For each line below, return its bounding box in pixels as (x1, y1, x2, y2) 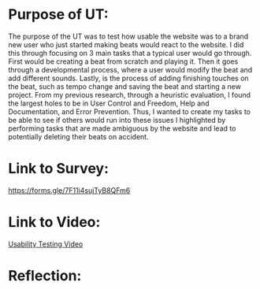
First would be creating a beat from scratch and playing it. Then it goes (8, 57, 239, 66)
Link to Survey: (8, 160, 109, 178)
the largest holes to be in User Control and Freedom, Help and (8, 98, 210, 108)
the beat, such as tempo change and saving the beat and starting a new (8, 81, 242, 91)
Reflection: (8, 267, 82, 284)
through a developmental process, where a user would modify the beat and (8, 65, 253, 74)
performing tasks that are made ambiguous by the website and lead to (8, 124, 236, 133)
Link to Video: (8, 213, 101, 232)
